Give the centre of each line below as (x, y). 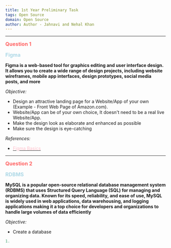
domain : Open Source (27, 19)
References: (18, 139)
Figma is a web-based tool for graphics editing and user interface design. (84, 65)
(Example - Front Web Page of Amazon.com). (60, 107)
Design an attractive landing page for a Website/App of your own (81, 102)
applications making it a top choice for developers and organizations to (82, 207)
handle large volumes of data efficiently (48, 212)
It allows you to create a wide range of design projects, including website (84, 71)
